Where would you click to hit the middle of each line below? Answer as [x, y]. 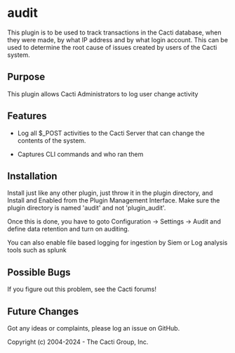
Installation [32, 176]
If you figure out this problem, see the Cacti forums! [82, 289]
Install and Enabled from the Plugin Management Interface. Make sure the [114, 200]
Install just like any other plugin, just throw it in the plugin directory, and [110, 193]
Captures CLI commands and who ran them [80, 154]
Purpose [26, 77]
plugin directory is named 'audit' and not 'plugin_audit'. [87, 208]
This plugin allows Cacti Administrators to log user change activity [103, 94]
